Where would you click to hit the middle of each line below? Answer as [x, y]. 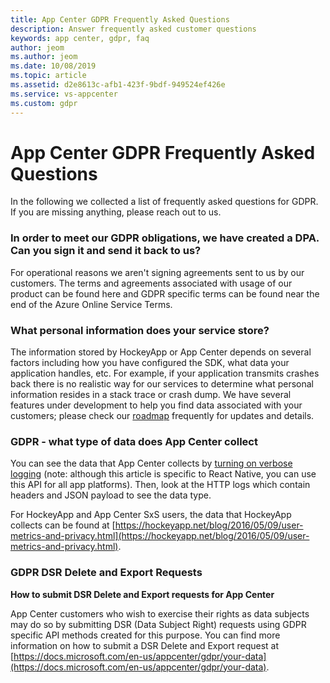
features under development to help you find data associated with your [156, 405]
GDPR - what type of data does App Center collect [134, 441]
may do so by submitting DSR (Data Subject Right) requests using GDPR [158, 624]
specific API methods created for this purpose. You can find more [145, 635]
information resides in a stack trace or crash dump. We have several [151, 395]
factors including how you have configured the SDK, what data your [150, 363]
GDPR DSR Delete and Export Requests [106, 573]
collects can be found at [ [63, 525]
